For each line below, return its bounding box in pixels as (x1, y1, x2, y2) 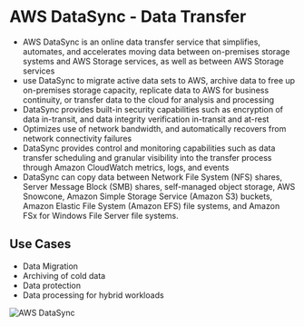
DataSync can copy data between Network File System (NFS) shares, (22, 171, 283, 183)
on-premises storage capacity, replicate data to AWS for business (22, 84, 270, 95)
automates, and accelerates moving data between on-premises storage (22, 45, 290, 56)
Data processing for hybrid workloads (22, 289, 165, 301)
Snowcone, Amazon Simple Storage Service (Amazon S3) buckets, (22, 191, 273, 202)
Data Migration (22, 261, 79, 272)
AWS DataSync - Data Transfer (9, 6, 247, 27)
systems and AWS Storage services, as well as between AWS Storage (22, 55, 284, 66)
